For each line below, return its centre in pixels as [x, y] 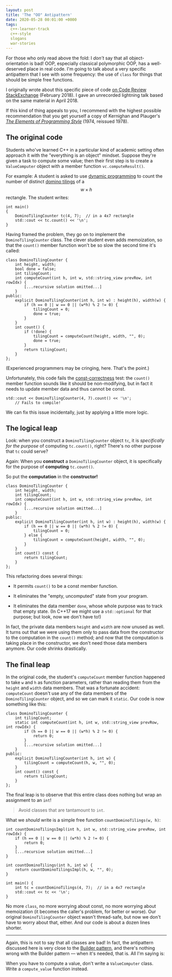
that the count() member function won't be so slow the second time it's [81, 245]
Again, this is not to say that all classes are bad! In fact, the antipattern [80, 943]
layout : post [20, 10]
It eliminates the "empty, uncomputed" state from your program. [81, 596]
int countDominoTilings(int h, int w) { [50, 865]
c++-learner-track [30, 29]
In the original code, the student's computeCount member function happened [85, 677]
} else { [33, 536]
